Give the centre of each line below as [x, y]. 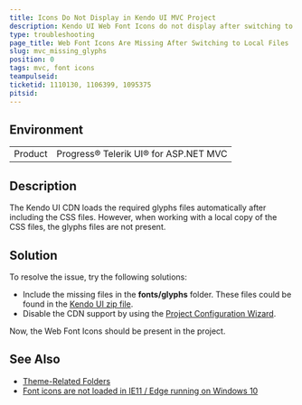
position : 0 [32, 60]
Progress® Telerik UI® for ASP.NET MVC [142, 154]
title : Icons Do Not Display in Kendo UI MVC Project [113, 18]
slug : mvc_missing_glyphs [58, 51]
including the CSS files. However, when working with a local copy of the [143, 217]
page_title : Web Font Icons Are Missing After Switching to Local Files [149, 43]
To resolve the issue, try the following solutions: [99, 277]
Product [31, 154]
